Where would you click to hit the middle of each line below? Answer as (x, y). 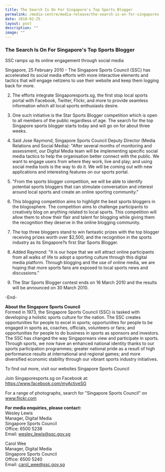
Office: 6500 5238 (24, 429)
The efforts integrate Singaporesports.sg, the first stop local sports (80, 95)
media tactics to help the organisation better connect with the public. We (86, 156)
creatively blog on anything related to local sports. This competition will (84, 212)
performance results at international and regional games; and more (73, 354)
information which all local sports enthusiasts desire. (65, 106)
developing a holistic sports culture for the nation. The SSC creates (73, 317)
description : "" (22, 28)
